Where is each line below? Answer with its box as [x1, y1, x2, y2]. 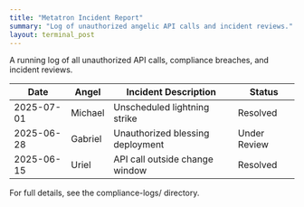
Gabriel [71, 133, 102, 146]
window [112, 165, 147, 177]
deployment [112, 138, 165, 151]
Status [249, 86, 279, 99]
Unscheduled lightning [112, 101, 210, 114]
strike [112, 112, 138, 125]
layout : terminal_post [9, 30, 95, 39]
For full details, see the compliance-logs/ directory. [9, 187, 200, 199]
